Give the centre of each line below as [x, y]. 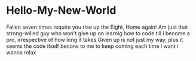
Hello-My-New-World [61, 10]
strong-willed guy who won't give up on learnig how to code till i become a [98, 33]
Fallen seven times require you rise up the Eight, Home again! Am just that [97, 27]
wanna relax [21, 52]
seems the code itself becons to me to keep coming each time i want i [92, 46]
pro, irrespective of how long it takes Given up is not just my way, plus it [95, 39]
